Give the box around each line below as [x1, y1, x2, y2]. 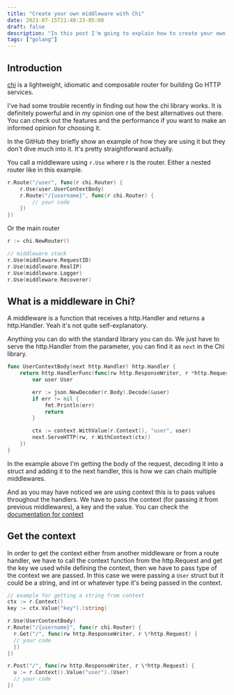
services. [7, 88, 33, 96]
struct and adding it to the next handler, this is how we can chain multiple [7, 467, 217, 475]
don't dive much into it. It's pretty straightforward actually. [7, 144, 174, 153]
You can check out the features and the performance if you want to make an [7, 116, 226, 124]
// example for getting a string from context [7, 592, 145, 599]
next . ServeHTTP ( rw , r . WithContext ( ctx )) [32, 434, 151, 441]
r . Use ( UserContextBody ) [7, 618, 77, 625]
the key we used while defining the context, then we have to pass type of [7, 563, 217, 572]
